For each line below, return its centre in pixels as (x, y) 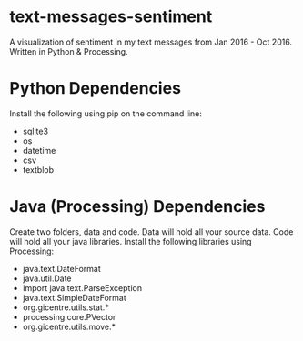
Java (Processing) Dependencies (137, 207)
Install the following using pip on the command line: (106, 113)
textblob (38, 169)
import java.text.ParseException (82, 287)
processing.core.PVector (69, 316)
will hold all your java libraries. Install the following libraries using (131, 241)
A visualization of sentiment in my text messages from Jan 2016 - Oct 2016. (151, 42)
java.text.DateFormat (62, 268)
